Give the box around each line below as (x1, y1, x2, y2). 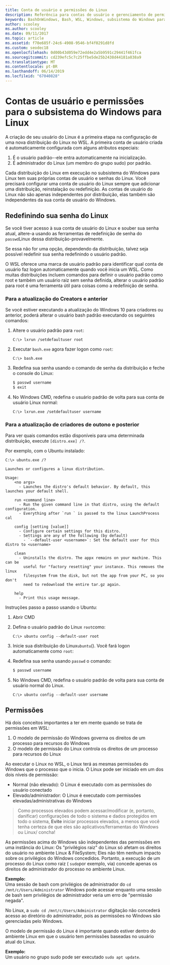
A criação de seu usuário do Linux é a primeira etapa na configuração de (5, 134, 157, 140)
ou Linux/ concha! (17, 829, 56, 835)
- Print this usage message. (18, 595, 80, 600)
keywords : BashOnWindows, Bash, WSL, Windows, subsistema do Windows (5, 17, 155, 22)
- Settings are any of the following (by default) (18, 533, 128, 538)
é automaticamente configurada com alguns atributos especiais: (5, 144, 139, 150)
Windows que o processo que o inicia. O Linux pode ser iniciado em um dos (5, 766, 163, 772)
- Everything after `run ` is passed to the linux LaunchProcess (18, 511, 159, 516)
